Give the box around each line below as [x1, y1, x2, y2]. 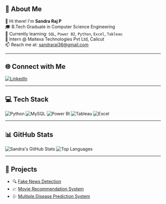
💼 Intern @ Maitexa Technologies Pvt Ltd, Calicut [5, 36, 105, 42]
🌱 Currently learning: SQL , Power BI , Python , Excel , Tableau [5, 31, 123, 37]
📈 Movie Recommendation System [12, 186, 84, 192]
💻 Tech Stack [5, 95, 49, 104]
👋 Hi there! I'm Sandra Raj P [5, 18, 62, 24]
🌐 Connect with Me [5, 62, 66, 71]
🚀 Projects [5, 165, 38, 173]
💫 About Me [5, 5, 42, 13]
